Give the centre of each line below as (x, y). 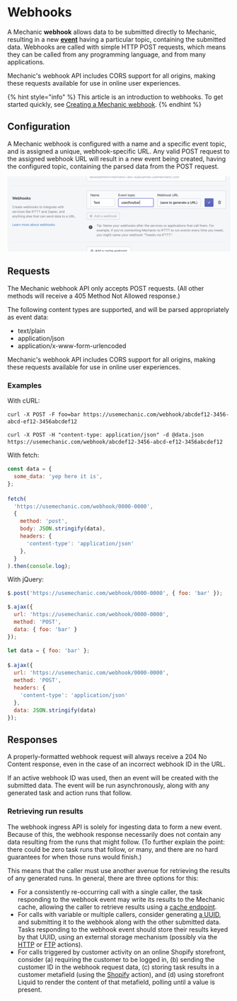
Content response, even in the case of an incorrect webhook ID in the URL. (116, 764)
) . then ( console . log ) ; (39, 566)
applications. (26, 62)
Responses (33, 740)
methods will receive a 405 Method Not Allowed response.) (94, 296)
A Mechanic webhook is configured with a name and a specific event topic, (117, 144)
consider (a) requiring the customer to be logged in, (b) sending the (116, 959)
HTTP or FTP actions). (50, 944)
